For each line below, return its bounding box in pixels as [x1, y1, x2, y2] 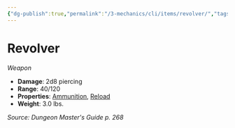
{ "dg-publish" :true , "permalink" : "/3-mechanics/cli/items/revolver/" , [7, 10, 215, 17]
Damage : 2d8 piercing [17, 77, 83, 85]
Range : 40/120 [17, 85, 61, 93]
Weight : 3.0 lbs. [17, 99, 64, 108]
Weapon [7, 64, 31, 72]
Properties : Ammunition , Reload [17, 92, 111, 100]
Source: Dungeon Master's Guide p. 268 [7, 113, 124, 121]
